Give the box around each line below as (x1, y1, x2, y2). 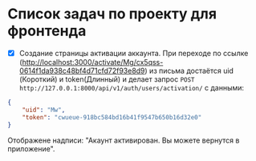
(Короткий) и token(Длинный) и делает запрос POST (18, 74, 195, 84)
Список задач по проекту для (7, 5, 217, 23)
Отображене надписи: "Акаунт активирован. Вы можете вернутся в (7, 135, 240, 145)
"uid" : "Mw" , (22, 106, 66, 114)
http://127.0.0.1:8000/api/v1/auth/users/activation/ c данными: (18, 83, 245, 92)
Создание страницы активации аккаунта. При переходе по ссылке (18, 48, 249, 58)
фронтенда (7, 22, 87, 40)
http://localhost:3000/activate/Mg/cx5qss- (22, 58, 164, 66)
